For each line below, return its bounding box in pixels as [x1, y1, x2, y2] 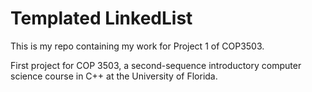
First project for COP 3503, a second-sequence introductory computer [10, 59, 302, 71]
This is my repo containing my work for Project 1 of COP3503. [10, 40, 265, 52]
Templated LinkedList [10, 7, 193, 30]
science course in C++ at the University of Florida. [10, 70, 218, 82]
